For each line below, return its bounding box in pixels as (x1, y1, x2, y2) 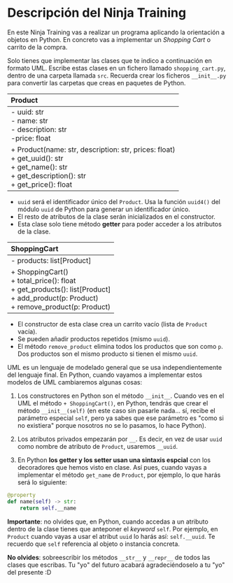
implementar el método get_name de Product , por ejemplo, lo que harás (17, 470, 221, 479)
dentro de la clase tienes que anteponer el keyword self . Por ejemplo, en (7, 524, 218, 533)
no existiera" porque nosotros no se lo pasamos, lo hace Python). (17, 421, 206, 429)
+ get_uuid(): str (10, 153, 64, 163)
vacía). (17, 327, 37, 336)
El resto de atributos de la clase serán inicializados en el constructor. (17, 212, 216, 221)
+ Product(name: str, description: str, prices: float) (10, 145, 176, 154)
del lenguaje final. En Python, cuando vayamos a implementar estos (7, 370, 203, 379)
